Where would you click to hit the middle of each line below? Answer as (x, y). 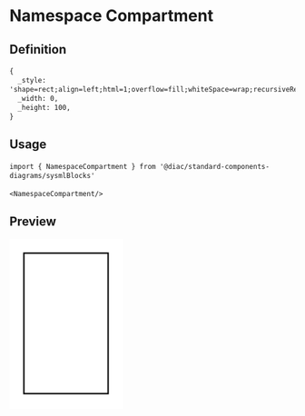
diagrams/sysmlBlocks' (52, 175)
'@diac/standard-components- (215, 166)
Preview (33, 222)
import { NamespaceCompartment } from (83, 166)
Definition (38, 50)
